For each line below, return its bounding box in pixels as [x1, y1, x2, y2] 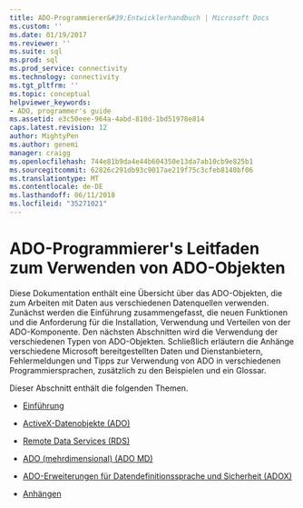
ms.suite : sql [9, 47, 64, 56]
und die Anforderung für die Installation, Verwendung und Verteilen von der [9, 316, 291, 327]
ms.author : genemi [9, 140, 79, 149]
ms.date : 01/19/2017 [9, 30, 88, 39]
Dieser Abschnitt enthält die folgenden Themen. [9, 383, 189, 393]
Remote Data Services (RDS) [22, 435, 131, 446]
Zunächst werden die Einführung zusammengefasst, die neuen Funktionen [9, 306, 288, 318]
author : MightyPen [9, 132, 79, 141]
